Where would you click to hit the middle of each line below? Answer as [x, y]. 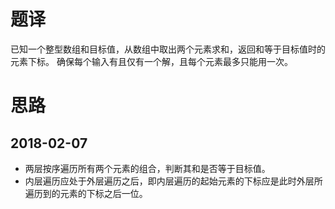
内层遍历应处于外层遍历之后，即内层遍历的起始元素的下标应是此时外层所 [173, 181]
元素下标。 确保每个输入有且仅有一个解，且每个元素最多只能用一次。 [151, 61]
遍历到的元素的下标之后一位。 [86, 193]
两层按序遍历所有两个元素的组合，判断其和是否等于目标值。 [147, 168]
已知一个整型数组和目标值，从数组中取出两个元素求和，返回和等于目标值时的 [168, 49]
